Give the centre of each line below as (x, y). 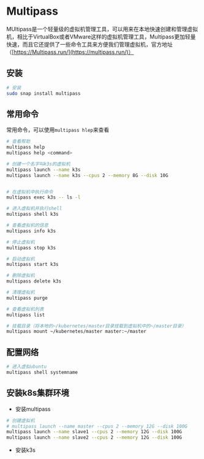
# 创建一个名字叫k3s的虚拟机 (38, 164)
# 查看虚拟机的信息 (28, 226)
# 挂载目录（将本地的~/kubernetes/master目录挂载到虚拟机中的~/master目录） (96, 326)
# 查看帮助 (18, 142)
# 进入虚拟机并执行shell (34, 209)
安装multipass (33, 409)
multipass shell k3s (33, 214)
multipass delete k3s (34, 281)
